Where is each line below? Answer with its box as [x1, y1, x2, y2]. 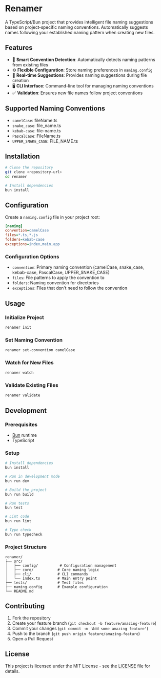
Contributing [5, 602, 45, 611]
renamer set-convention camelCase [5, 348, 76, 353]
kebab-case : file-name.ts [12, 127, 61, 133]
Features [5, 43, 33, 52]
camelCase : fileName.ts [12, 117, 58, 123]
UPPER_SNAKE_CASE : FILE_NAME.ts [12, 138, 78, 144]
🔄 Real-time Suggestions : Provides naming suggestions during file [12, 72, 147, 78]
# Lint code [5, 514, 29, 519]
